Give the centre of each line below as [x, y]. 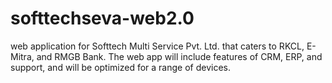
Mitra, [22, 56]
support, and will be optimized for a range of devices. [120, 67]
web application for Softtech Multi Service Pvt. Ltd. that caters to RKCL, [157, 46]
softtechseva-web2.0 [102, 18]
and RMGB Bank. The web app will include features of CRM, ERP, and [179, 56]
